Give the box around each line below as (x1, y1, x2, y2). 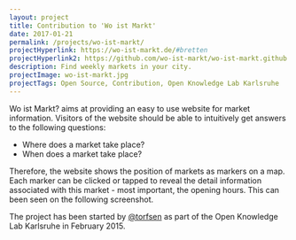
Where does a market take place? (21, 139, 145, 150)
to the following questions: (9, 121, 106, 133)
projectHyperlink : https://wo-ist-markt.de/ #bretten (9, 46, 208, 55)
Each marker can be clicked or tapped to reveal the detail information (9, 174, 262, 186)
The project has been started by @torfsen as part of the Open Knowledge (9, 211, 279, 221)
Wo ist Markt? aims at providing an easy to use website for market (9, 103, 251, 113)
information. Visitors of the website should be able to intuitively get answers (9, 112, 286, 123)
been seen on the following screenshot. (9, 194, 154, 205)
